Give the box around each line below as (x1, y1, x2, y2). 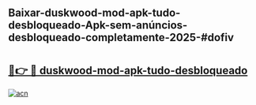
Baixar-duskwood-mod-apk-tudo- (8, 6, 181, 20)
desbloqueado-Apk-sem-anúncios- (8, 19, 188, 32)
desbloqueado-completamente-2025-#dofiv (8, 31, 235, 44)
